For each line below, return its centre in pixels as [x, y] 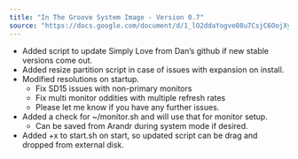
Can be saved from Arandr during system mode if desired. [141, 125]
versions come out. [57, 60]
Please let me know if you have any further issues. [127, 107]
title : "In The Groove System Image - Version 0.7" [106, 17]
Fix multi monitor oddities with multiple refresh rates [130, 97]
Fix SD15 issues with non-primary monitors [114, 88]
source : [24, 26]
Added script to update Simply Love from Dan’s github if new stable [145, 50]
